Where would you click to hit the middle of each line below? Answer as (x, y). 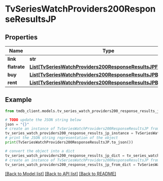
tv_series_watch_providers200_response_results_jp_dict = (65, 156)
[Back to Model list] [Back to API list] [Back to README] (61, 174)
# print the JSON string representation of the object (62, 138)
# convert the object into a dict (40, 151)
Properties (21, 37)
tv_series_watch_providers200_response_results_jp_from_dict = (70, 165)
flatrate (16, 67)
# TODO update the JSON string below (43, 120)
